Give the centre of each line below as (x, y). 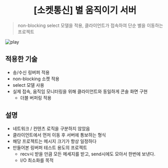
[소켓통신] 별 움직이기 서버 (85, 10)
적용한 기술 (22, 59)
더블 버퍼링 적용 (36, 97)
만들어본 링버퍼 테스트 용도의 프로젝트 (50, 147)
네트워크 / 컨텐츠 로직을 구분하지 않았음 (51, 128)
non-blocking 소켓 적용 (36, 79)
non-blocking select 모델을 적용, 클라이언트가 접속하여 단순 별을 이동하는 (90, 25)
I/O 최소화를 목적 (37, 160)
